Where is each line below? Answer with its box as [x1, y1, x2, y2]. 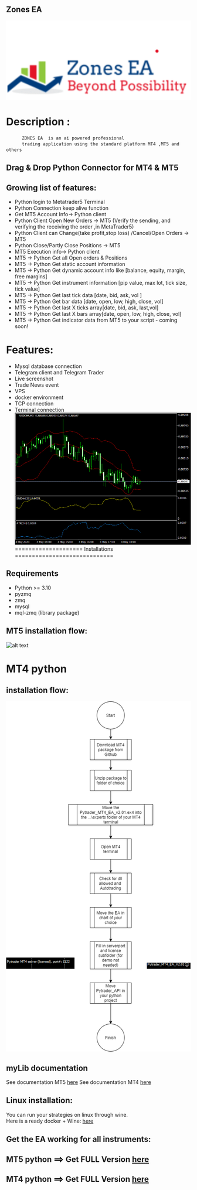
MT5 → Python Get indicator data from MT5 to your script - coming [14, 316, 178, 323]
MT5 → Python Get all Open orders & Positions [14, 254, 128, 261]
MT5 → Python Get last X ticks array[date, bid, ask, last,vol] [14, 304, 159, 311]
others [6, 146, 22, 153]
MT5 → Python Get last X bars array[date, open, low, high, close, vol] [14, 310, 182, 317]
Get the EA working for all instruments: [6, 1134, 151, 1144]
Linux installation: [6, 1096, 73, 1106]
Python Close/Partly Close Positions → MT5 [14, 241, 121, 248]
